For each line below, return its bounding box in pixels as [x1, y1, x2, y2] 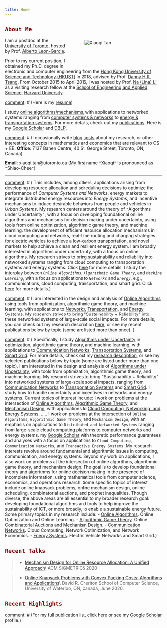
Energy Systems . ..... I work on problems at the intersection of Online [5, 411, 147, 417]
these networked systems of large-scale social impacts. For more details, [5, 316, 156, 322]
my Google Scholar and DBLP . [5, 125, 67, 131]
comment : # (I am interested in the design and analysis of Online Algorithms [5, 295, 161, 302]
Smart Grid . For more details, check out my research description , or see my [5, 352, 160, 359]
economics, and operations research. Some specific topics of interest [5, 479, 148, 486]
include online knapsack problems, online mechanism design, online [5, 485, 145, 491]
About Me [5, 26, 32, 33]
